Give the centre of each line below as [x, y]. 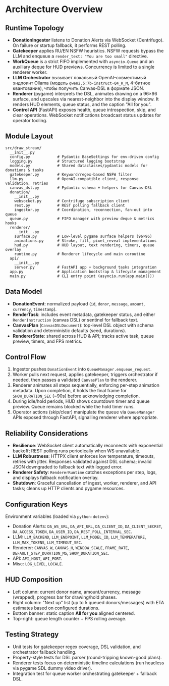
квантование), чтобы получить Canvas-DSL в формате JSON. [78, 88]
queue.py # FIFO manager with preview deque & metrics [82, 219]
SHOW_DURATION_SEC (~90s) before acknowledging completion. [76, 396]
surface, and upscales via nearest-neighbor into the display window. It [86, 99]
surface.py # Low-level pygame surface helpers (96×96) [83, 236]
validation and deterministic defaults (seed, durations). [69, 330]
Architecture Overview [54, 9]
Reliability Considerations [47, 433]
